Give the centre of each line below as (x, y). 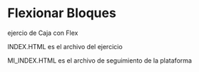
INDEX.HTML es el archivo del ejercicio (65, 46)
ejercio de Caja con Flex (43, 33)
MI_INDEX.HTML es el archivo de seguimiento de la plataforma (100, 60)
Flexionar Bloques (62, 13)
